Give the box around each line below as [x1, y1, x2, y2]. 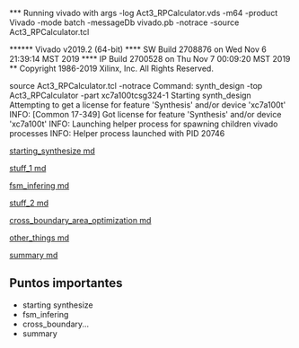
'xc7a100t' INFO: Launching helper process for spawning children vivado [9, 118, 278, 129]
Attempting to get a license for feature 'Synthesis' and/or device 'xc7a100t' [9, 100, 286, 110]
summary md [9, 250, 58, 260]
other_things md [9, 232, 70, 243]
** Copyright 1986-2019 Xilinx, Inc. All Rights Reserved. [9, 63, 214, 74]
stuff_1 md [9, 163, 47, 173]
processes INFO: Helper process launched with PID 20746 [9, 128, 225, 138]
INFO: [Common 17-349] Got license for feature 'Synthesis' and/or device [9, 109, 282, 119]
